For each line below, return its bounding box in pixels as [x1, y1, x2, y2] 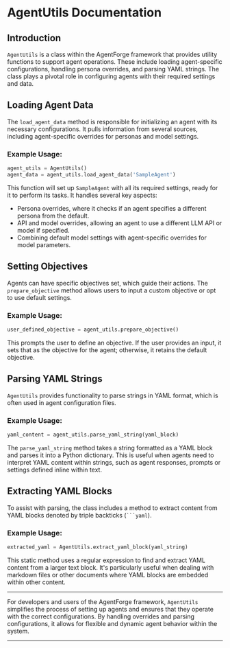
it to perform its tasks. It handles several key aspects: [7, 191, 157, 199]
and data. [7, 80, 34, 87]
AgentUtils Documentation [7, 5, 162, 21]
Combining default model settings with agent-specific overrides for [16, 233, 207, 242]
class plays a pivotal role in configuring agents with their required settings [7, 72, 216, 80]
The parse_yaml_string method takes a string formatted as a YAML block [7, 443, 214, 452]
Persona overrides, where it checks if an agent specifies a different [16, 204, 207, 212]
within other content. [7, 578, 66, 586]
